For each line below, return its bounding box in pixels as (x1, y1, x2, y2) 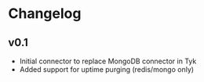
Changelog (8, 5, 82, 23)
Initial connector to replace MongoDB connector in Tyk (19, 56, 197, 66)
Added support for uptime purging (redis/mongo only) (19, 65, 195, 74)
